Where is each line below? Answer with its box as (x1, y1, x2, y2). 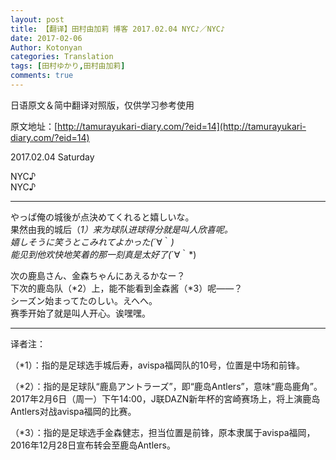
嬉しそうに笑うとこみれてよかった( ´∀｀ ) (10, 236, 175, 248)
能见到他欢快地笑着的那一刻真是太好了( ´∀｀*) (10, 248, 197, 260)
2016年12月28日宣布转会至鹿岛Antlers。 (10, 439, 176, 451)
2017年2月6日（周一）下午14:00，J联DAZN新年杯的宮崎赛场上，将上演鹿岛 (10, 392, 321, 405)
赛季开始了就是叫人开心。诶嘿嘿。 (10, 307, 151, 319)
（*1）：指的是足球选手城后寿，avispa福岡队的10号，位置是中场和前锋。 (10, 359, 306, 371)
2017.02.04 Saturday (10, 151, 95, 163)
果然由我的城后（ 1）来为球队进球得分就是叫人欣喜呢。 (10, 223, 233, 235)
